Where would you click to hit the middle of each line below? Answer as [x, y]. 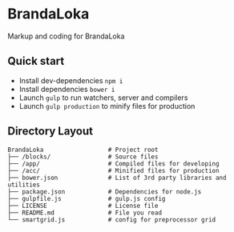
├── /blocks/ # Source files [83, 157]
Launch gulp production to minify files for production [107, 106]
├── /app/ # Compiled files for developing [113, 164]
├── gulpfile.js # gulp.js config [87, 198]
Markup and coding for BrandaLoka [66, 36]
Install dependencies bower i [67, 89]
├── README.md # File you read [85, 213]
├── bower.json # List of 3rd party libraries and [117, 178]
